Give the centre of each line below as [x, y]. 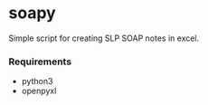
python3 [37, 81]
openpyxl [39, 91]
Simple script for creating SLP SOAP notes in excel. [104, 38]
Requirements [40, 62]
